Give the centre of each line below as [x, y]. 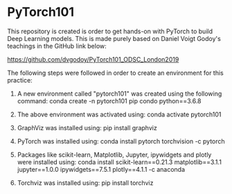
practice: [20, 80]
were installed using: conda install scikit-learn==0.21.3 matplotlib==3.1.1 [119, 162]
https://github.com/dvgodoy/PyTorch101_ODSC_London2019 [93, 59]
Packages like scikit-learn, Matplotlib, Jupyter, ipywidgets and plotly [114, 155]
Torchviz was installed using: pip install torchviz [85, 183]
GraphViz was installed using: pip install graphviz [87, 127]
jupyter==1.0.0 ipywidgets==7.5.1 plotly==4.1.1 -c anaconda [101, 169]
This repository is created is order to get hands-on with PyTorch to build [110, 31]
